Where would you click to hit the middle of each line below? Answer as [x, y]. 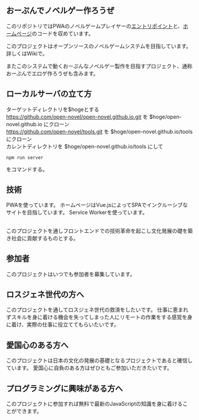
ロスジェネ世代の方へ [45, 295]
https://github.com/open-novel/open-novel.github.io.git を [77, 117]
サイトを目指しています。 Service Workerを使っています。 [77, 213]
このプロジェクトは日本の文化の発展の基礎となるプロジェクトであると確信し [99, 361]
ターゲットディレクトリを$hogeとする [53, 109]
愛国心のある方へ [37, 345]
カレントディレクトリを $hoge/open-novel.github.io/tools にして [85, 146]
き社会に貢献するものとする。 [42, 238]
